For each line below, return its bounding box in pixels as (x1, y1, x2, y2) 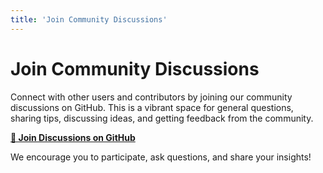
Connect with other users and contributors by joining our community (10, 91, 293, 103)
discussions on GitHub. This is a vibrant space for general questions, (10, 101, 294, 113)
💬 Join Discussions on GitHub (10, 131, 136, 143)
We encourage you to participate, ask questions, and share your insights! (10, 151, 312, 163)
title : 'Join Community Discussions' (10, 14, 168, 25)
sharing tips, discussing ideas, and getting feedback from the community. (10, 112, 314, 124)
